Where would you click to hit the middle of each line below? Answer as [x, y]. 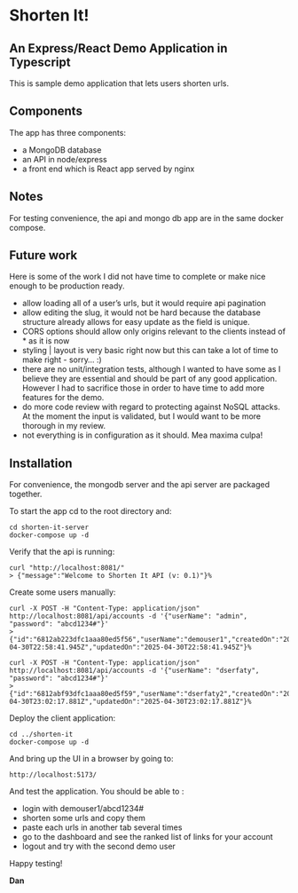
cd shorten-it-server [49, 528]
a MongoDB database [62, 150]
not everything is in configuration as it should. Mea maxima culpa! [142, 435]
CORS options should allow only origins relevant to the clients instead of [154, 332]
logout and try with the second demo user [98, 846]
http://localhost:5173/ [53, 775]
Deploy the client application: [63, 718]
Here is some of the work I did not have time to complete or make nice [137, 277]
